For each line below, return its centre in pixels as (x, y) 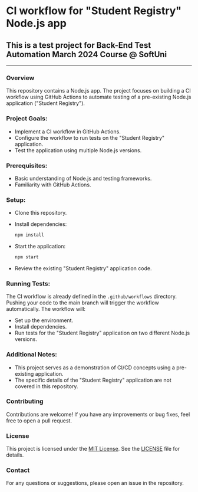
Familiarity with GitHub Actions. (53, 185)
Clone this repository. (41, 213)
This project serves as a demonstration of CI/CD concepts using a (95, 368)
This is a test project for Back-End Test (79, 45)
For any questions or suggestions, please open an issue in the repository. (95, 483)
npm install (29, 235)
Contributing (25, 401)
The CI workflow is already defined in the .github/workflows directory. (92, 297)
